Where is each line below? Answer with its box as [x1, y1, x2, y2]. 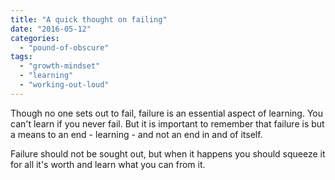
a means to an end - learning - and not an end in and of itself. [10, 128, 263, 140]
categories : [10, 33, 60, 43]
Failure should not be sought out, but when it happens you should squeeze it [10, 147, 326, 160]
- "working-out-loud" [19, 80, 110, 90]
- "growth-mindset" [19, 61, 101, 71]
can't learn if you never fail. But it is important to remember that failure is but [10, 117, 325, 130]
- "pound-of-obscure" [19, 42, 110, 53]
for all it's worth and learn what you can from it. [10, 158, 206, 170]
